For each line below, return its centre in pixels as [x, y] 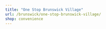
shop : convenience [24, 19]
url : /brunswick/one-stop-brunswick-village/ [53, 14]
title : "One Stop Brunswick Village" [44, 10]
